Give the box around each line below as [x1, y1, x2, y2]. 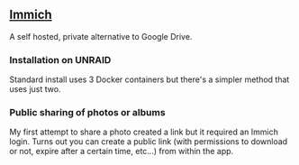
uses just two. [9, 84, 61, 95]
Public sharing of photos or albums [9, 106, 166, 119]
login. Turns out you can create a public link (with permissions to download [9, 136, 288, 147]
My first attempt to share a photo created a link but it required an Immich [9, 126, 279, 138]
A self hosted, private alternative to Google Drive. [9, 31, 193, 41]
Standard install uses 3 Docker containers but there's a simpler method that [9, 74, 290, 85]
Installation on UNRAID [9, 53, 112, 66]
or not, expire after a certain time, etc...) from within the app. [9, 146, 234, 157]
